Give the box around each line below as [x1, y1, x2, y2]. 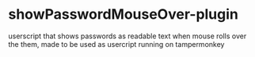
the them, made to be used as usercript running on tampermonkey [8, 39, 225, 48]
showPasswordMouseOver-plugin [8, 5, 239, 23]
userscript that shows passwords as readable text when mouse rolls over [8, 31, 247, 41]
